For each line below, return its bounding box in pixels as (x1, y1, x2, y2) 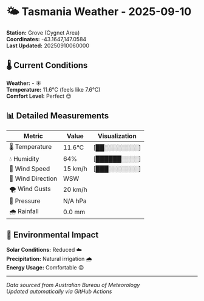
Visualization (98, 132, 137, 140)
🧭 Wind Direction (9, 174, 58, 183)
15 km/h (63, 164, 87, 173)
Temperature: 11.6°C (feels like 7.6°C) (6, 86, 101, 93)
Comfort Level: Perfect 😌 (6, 92, 72, 100)
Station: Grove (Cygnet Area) (6, 29, 80, 36)
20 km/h (63, 186, 87, 194)
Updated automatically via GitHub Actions (6, 288, 112, 295)
